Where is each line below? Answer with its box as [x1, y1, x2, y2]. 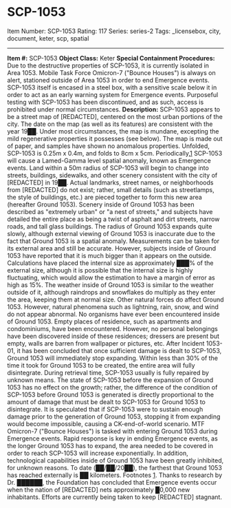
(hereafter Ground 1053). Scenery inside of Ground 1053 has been [7, 200, 195, 209]
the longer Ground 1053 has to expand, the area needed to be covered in [7, 441, 213, 449]
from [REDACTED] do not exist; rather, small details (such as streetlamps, [7, 185, 214, 193]
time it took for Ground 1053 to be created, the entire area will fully [7, 361, 195, 369]
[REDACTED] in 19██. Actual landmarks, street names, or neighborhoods [7, 178, 214, 187]
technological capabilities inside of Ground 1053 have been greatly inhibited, [7, 456, 224, 465]
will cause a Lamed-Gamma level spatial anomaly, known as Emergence [7, 156, 211, 165]
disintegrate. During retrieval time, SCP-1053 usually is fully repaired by [7, 368, 210, 377]
